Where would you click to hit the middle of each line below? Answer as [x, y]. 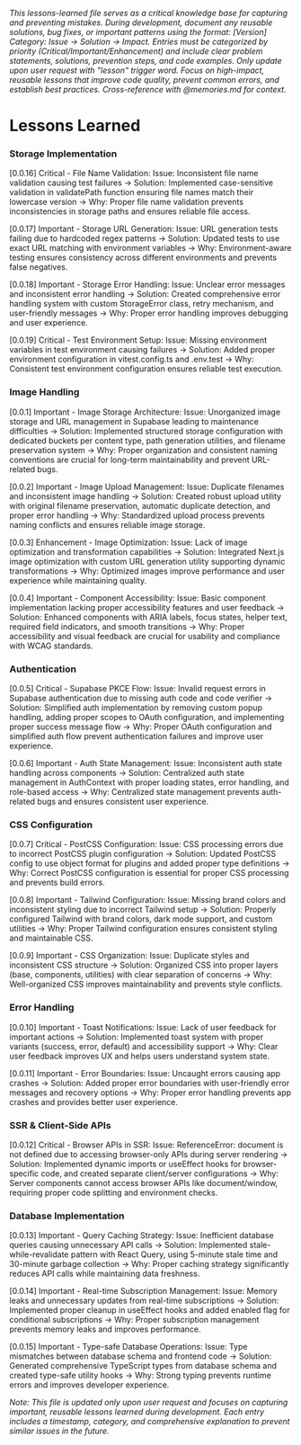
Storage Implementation [63, 154]
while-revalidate [39, 1254]
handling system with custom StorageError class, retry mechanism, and [142, 304]
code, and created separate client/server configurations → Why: [159, 1173]
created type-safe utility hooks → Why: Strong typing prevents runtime [140, 1376]
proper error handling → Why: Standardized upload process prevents [137, 515]
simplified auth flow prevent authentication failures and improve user [136, 736]
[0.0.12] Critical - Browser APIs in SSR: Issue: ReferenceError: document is [146, 1145]
